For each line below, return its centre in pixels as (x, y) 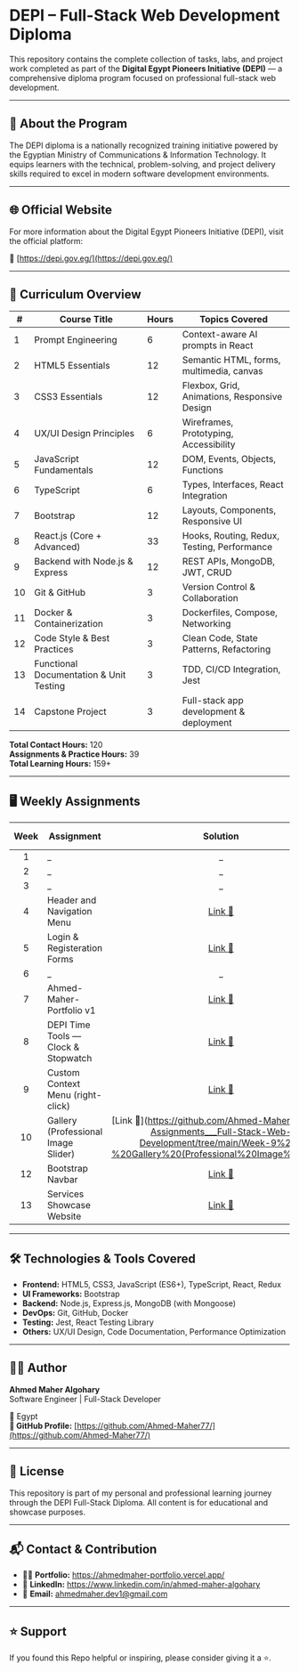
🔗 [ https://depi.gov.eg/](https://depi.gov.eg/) (91, 258)
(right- (88, 1095)
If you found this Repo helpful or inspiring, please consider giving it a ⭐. (140, 1658)
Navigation (70, 912)
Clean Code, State (220, 638)
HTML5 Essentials (72, 366)
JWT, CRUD (207, 572)
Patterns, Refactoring (226, 649)
